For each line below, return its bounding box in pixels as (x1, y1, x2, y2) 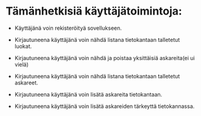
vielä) (14, 61, 29, 68)
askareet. (14, 79, 38, 86)
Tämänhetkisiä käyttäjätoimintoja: (5, 4, 182, 18)
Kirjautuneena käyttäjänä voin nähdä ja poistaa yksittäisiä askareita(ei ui (14, 54, 196, 61)
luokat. (14, 43, 32, 50)
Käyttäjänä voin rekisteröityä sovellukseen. (14, 24, 122, 32)
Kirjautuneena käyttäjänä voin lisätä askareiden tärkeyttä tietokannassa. (14, 102, 195, 110)
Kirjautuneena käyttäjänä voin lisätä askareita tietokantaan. (14, 90, 163, 98)
